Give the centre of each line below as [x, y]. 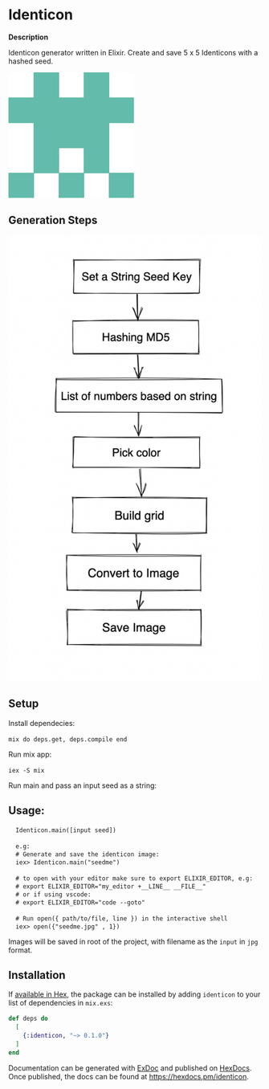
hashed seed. [31, 61]
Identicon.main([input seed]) [66, 830]
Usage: [27, 811]
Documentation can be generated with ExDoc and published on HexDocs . [130, 1068]
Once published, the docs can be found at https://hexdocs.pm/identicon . [128, 1076]
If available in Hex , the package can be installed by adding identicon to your [134, 994]
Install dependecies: [42, 723]
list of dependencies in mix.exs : [61, 1003]
